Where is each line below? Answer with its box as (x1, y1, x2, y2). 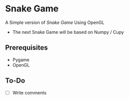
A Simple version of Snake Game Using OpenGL (5, 19, 104, 25)
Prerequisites (5, 43, 48, 52)
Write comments (12, 90, 46, 96)
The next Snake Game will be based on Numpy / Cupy (12, 29, 124, 35)
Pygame (12, 57, 30, 63)
